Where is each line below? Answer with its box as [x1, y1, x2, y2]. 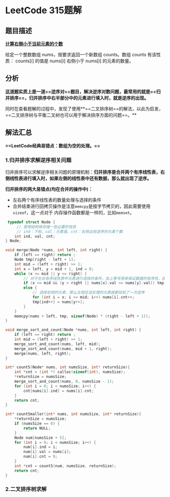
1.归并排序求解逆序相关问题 [5, 157, 72, 164]
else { [23, 285, 37, 290]
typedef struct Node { [7, 219, 56, 224]
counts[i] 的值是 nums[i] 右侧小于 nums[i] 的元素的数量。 [15, 58, 134, 64]
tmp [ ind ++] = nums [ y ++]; [32, 299, 85, 304]
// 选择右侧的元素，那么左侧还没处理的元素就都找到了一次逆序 [32, 290, 145, 295]
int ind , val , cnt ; [14, 234, 56, 239]
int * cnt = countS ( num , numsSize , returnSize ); [14, 463, 116, 469]
